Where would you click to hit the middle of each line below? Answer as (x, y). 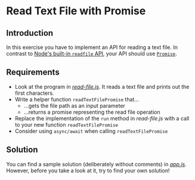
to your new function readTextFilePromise (66, 125)
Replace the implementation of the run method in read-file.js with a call (102, 118)
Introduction (30, 33)
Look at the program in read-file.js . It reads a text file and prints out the (102, 86)
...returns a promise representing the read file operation (92, 112)
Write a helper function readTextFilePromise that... (77, 99)
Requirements (33, 72)
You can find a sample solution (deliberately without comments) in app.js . (96, 164)
